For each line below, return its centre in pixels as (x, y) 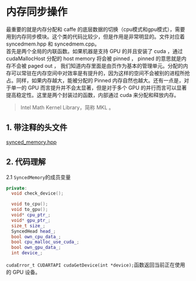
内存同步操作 (37, 12)
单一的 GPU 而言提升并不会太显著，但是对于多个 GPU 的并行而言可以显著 (99, 88)
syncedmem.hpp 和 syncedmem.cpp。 (53, 44)
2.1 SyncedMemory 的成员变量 (38, 177)
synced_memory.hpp (32, 142)
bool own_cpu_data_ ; (36, 237)
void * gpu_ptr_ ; (31, 220)
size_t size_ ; (28, 226)
